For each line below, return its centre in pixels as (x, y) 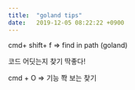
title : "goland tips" (45, 15)
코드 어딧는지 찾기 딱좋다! (47, 61)
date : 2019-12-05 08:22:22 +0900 (66, 23)
